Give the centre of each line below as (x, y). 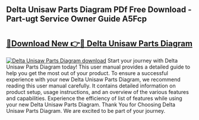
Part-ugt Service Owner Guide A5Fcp (77, 19)
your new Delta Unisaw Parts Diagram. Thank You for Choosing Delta (91, 105)
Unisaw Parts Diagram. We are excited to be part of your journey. (86, 111)
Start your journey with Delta (143, 61)
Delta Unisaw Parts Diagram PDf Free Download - (99, 10)
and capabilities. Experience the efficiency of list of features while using (94, 98)
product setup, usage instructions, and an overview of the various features (97, 92)
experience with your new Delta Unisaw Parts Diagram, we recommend (94, 80)
